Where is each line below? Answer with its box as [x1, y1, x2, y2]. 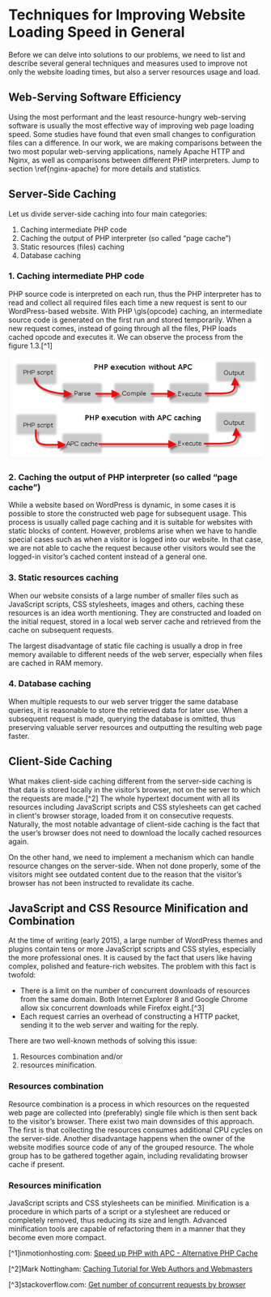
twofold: [8, 970, 36, 980]
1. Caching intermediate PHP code [8, 270, 145, 281]
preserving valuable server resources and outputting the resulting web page [8, 722, 263, 732]
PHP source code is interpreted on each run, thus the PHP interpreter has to [8, 289, 261, 298]
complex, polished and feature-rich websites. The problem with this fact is [8, 961, 256, 971]
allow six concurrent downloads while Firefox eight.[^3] [19, 1003, 205, 1013]
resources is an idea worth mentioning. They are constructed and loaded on [8, 608, 261, 617]
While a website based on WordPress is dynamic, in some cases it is [8, 500, 236, 510]
